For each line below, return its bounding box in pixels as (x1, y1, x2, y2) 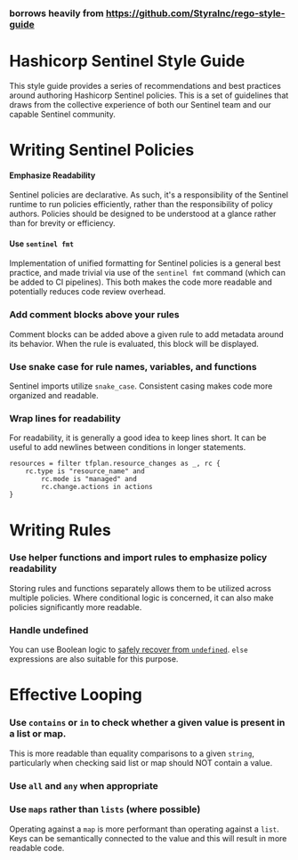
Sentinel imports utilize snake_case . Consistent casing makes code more (9, 381, 273, 391)
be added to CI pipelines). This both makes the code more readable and (9, 277, 273, 287)
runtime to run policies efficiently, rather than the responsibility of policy (9, 199, 273, 210)
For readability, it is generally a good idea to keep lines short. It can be (9, 432, 267, 443)
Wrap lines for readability (9, 412, 122, 424)
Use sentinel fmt (9, 238, 74, 249)
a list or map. (9, 727, 67, 740)
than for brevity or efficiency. (9, 218, 116, 229)
